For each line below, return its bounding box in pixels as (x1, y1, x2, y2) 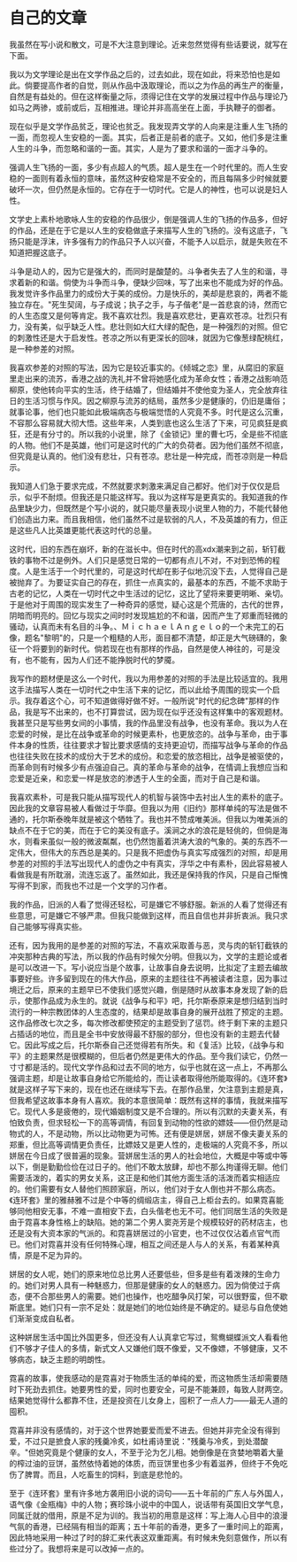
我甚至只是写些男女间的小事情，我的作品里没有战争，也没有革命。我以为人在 (9, 717, 288, 728)
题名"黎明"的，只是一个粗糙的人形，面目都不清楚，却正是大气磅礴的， (24, 632, 280, 643)
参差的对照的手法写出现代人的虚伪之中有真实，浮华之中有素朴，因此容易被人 (9, 858, 288, 869)
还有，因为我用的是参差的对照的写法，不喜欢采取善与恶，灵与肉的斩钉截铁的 (9, 940, 288, 950)
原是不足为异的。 (24, 1249, 87, 1260)
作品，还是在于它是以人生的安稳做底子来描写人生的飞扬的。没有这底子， (16, 225, 280, 236)
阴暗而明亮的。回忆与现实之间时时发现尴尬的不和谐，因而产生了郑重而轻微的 (9, 610, 288, 621)
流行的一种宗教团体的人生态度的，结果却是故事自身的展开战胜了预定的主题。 (9, 1006, 288, 1017)
